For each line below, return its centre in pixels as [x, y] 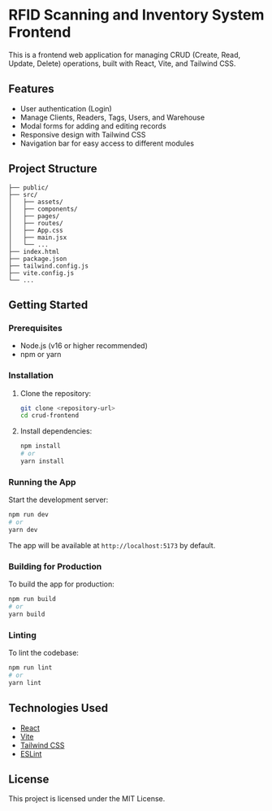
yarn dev [23, 530]
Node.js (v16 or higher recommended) [84, 346]
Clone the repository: [56, 393]
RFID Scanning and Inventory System [136, 15]
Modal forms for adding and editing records [93, 126]
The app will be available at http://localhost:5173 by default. [112, 545]
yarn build [27, 614]
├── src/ [23, 194]
